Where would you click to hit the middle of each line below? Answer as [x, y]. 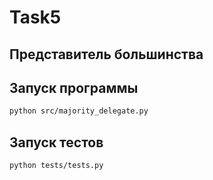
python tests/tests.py [56, 166]
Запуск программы [74, 87]
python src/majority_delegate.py [79, 111]
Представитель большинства [106, 54]
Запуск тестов [56, 142]
